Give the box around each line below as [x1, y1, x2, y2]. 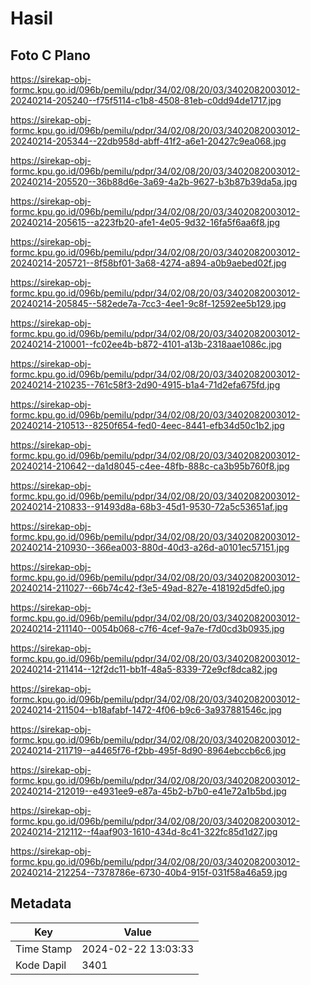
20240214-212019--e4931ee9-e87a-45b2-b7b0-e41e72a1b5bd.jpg [10, 785, 287, 797]
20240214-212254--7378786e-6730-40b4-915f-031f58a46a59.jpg [10, 867, 288, 878]
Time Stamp [15, 942, 73, 956]
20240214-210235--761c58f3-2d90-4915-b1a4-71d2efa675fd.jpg [10, 379, 281, 391]
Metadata [10, 895, 72, 912]
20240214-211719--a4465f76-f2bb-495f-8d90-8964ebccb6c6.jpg [10, 745, 287, 756]
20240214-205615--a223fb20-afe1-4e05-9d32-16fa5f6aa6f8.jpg [10, 217, 281, 228]
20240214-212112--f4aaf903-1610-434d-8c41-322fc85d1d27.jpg [10, 826, 278, 837]
